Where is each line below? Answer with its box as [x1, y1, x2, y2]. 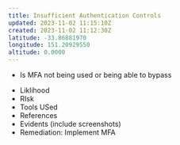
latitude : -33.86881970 [8, 33, 87, 42]
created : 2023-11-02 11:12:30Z [8, 26, 112, 34]
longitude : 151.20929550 [8, 41, 90, 49]
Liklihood [19, 86, 50, 95]
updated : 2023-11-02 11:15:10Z [8, 19, 112, 27]
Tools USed [19, 102, 58, 112]
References [19, 111, 58, 120]
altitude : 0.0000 [8, 48, 66, 56]
